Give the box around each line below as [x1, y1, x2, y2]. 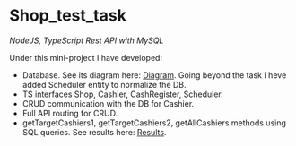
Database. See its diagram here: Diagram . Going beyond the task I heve [22, 69, 287, 81]
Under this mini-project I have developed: [9, 52, 163, 63]
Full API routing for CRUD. [22, 107, 118, 118]
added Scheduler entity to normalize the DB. [22, 79, 187, 90]
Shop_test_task [9, 5, 127, 26]
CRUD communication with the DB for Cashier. [22, 98, 195, 108]
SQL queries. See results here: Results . [22, 126, 167, 137]
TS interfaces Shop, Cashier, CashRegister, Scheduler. [22, 89, 224, 99]
